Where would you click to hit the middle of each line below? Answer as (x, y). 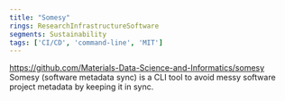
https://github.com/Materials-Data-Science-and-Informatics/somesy (137, 68)
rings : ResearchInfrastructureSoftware (84, 26)
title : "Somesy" (40, 17)
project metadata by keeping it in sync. (82, 87)
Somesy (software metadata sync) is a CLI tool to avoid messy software (143, 78)
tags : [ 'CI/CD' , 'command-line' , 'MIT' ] (87, 42)
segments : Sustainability (58, 34)
